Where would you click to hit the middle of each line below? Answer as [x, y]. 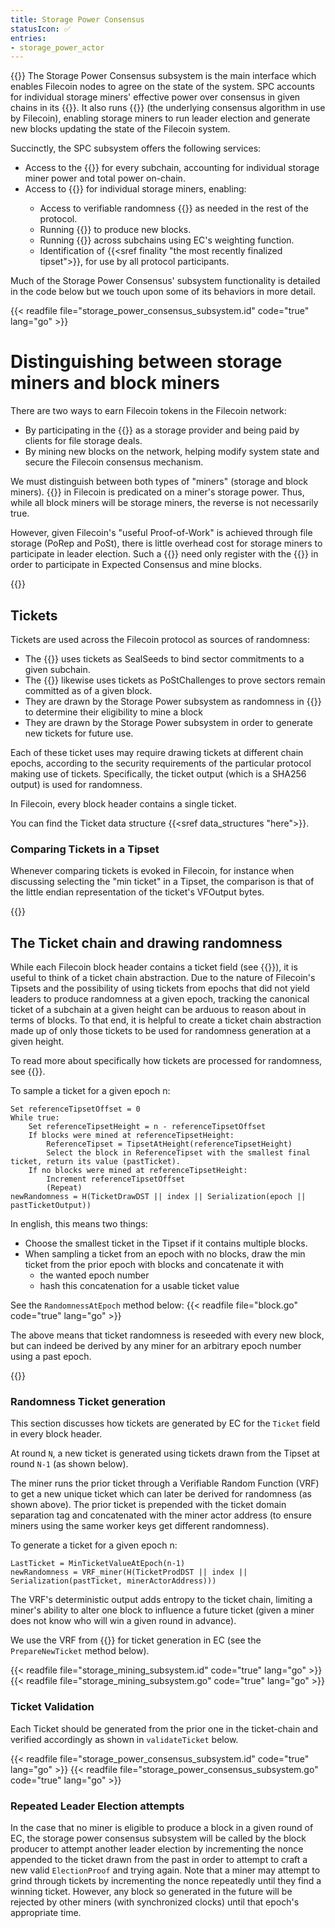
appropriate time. [46, 1912]
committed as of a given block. [88, 690]
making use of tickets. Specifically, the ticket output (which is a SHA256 [158, 774]
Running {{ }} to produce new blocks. [115, 230]
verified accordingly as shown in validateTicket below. [124, 1739]
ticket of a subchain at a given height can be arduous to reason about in [158, 1010]
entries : [28, 38]
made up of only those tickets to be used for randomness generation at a [161, 1031]
